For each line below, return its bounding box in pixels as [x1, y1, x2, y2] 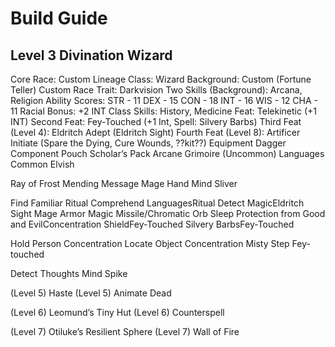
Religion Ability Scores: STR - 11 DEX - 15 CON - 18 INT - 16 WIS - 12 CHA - [10, 95, 318, 106]
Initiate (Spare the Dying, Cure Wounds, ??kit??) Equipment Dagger [10, 137, 287, 149]
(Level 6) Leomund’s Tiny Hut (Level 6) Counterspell [10, 307, 225, 318]
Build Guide [10, 7, 108, 30]
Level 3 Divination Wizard [10, 47, 173, 64]
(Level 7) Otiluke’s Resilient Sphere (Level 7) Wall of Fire [10, 326, 240, 337]
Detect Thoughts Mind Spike [10, 268, 128, 279]
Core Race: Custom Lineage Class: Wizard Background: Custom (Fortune [10, 73, 312, 85]
